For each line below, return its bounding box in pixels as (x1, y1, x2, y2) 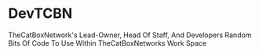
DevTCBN (8, 5, 73, 22)
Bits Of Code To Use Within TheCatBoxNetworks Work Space (8, 38, 207, 47)
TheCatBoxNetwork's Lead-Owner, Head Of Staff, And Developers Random (8, 30, 252, 40)
